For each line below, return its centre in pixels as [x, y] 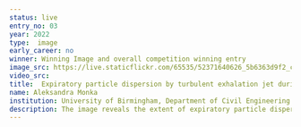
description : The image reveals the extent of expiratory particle [138, 109]
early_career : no [42, 51]
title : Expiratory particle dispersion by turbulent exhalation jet [142, 84]
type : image [34, 42]
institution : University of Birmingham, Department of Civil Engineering [150, 101]
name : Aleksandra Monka [54, 92]
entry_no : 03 [34, 26]
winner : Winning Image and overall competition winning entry [128, 59]
